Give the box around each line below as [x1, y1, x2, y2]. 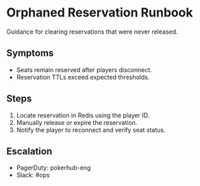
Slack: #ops [16, 171, 50, 179]
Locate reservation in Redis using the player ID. [16, 111, 150, 119]
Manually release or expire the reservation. [16, 118, 138, 126]
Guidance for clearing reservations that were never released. [6, 27, 179, 36]
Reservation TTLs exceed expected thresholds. [16, 73, 150, 81]
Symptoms [6, 47, 54, 59]
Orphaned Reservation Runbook [6, 5, 193, 21]
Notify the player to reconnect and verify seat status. [16, 126, 166, 134]
